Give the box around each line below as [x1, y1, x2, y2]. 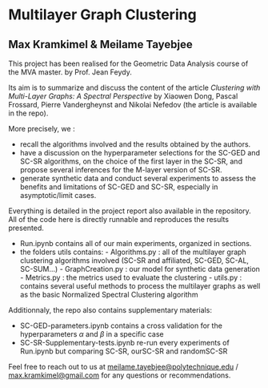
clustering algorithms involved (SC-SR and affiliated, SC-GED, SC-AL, [19, 256, 250, 265]
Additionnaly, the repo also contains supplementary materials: [8, 305, 212, 314]
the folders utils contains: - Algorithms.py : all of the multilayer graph [19, 247, 246, 257]
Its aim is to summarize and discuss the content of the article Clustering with [8, 83, 261, 92]
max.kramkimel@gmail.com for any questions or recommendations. [8, 370, 231, 380]
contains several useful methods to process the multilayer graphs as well [19, 281, 261, 290]
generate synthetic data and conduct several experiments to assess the [19, 174, 256, 183]
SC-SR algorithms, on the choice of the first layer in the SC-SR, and [19, 156, 242, 166]
